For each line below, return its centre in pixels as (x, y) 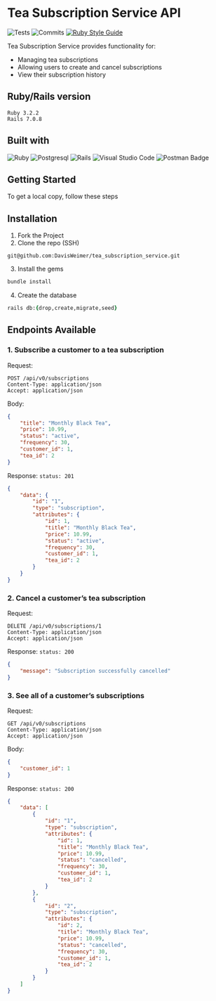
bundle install (29, 282)
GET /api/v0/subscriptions (47, 723)
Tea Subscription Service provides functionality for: (82, 46)
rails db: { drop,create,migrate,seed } (62, 308)
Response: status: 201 (41, 475)
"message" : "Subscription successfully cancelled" (95, 671)
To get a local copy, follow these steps (63, 196)
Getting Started (42, 180)
